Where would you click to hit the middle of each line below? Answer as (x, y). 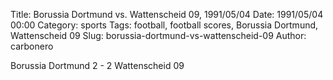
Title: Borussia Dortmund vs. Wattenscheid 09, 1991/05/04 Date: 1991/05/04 (167, 14)
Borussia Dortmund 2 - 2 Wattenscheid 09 (97, 65)
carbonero (32, 46)
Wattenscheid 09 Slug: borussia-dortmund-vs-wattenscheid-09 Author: (158, 35)
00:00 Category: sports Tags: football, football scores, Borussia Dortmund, (164, 25)
